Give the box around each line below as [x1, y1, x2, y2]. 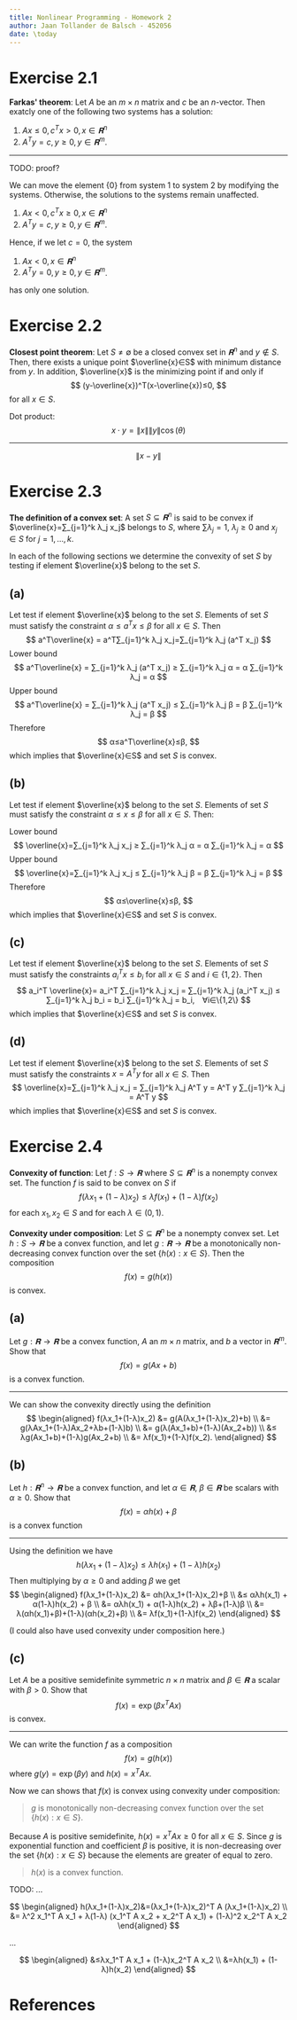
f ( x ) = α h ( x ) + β [120, 1507, 177, 1517]
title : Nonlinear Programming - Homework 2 [9, 12, 172, 22]
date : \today [9, 29, 57, 38]
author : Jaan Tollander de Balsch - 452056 [9, 21, 172, 30]
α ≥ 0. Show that [9, 1492, 71, 1503]
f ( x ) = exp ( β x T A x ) [115, 1698, 182, 1711]
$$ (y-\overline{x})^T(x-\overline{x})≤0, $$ [70, 380, 227, 390]
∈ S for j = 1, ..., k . [9, 534, 74, 544]
